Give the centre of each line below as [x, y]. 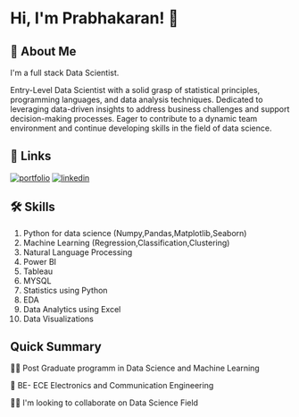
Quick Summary [56, 347]
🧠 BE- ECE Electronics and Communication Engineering [112, 386]
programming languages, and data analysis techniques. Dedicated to [137, 99]
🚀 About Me [43, 51]
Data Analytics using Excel [72, 309]
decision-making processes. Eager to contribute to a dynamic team [134, 119]
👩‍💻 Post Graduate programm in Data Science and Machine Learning [135, 368]
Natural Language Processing [78, 252]
